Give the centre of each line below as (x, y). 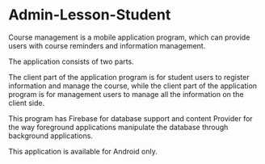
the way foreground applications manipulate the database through (118, 127)
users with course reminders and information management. (107, 45)
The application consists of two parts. (72, 61)
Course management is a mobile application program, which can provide (129, 37)
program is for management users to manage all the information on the (126, 94)
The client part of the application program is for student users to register (129, 77)
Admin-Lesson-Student (90, 15)
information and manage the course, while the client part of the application (132, 86)
